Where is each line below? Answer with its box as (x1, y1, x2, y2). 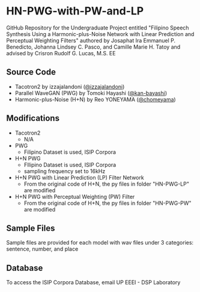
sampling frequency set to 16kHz (23, 167, 106, 175)
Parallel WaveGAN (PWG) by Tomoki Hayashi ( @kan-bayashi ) (14, 89, 168, 97)
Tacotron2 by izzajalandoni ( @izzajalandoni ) (14, 83, 125, 90)
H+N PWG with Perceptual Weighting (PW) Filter (14, 193, 135, 200)
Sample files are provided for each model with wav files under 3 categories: (6, 239, 194, 246)
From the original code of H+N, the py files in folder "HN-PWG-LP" (23, 180, 189, 187)
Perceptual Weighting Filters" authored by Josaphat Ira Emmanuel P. (6, 37, 176, 44)
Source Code (6, 67, 56, 78)
